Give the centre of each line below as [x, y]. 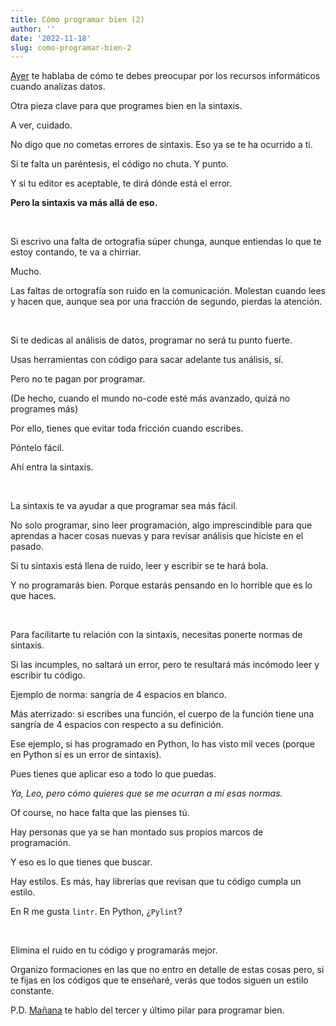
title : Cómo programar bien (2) [77, 19]
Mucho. [26, 272]
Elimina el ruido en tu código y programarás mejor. [114, 950]
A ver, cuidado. [41, 125]
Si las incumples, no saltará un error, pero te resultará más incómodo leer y [165, 665]
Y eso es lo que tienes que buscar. [81, 862]
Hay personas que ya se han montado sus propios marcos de [137, 832]
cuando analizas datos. [58, 87]
